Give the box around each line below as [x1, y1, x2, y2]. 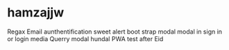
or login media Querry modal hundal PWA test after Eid [7, 34, 164, 42]
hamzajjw [7, 5, 65, 21]
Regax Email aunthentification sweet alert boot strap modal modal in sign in [7, 27, 223, 36]
